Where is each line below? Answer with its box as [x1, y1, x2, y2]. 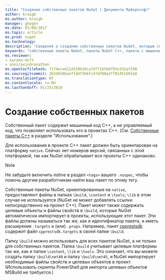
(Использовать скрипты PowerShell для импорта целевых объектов [5, 264, 147, 270]
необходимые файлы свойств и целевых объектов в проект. [5, 259, 132, 265]
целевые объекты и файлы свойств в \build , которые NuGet [5, 208, 132, 214]
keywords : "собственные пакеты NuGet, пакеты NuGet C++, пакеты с [5, 48, 144, 53]
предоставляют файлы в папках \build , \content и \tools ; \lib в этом [5, 192, 151, 198]
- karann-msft [5, 58, 34, 62]
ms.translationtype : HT [5, 76, 54, 81]
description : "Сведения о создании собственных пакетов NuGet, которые [5, 44, 155, 49]
